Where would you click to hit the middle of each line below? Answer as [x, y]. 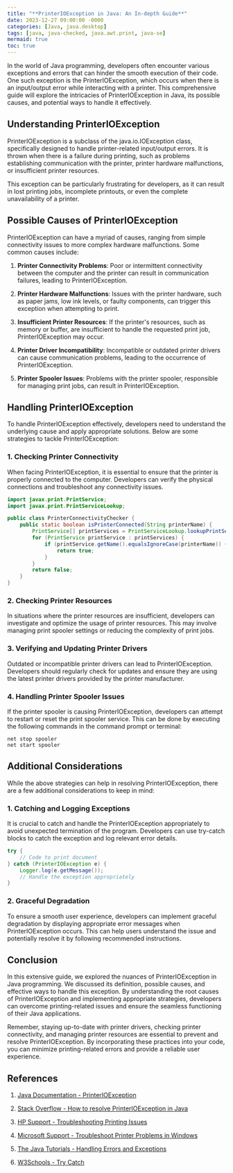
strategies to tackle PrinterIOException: [63, 439]
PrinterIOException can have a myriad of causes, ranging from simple [106, 237]
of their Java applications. [44, 1013]
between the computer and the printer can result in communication [113, 273]
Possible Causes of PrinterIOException [93, 220]
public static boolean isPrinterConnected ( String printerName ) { [116, 525]
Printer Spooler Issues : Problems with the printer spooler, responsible [118, 378]
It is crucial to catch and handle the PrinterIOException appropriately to [109, 824]
